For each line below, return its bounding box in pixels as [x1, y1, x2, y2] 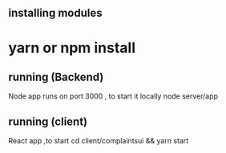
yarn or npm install [8, 38, 136, 57]
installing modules [8, 6, 103, 20]
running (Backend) [8, 70, 104, 83]
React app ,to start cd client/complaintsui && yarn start [8, 136, 189, 146]
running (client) [8, 115, 88, 128]
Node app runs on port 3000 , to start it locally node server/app [8, 91, 219, 101]
